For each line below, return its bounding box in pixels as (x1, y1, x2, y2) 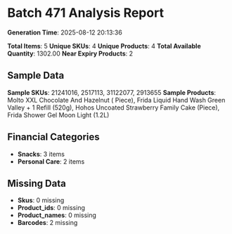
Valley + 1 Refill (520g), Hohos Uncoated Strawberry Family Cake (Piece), (7, 103, 220, 112)
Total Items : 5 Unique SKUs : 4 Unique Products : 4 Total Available (7, 41, 202, 50)
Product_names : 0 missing (17, 211, 97, 219)
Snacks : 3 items (17, 150, 65, 158)
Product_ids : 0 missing (17, 204, 86, 212)
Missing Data (7, 177, 67, 189)
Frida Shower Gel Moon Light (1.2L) (7, 110, 110, 119)
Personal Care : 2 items (17, 157, 85, 166)
